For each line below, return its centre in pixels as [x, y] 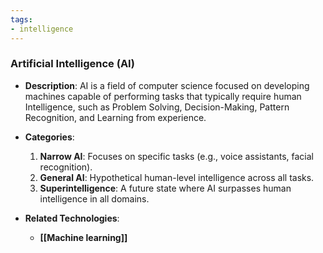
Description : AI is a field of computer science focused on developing [167, 85]
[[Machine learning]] [83, 237]
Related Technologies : [72, 218]
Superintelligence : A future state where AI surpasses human [165, 188]
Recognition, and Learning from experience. [115, 117]
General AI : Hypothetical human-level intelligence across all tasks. [177, 177]
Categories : [49, 137]
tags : [21, 19]
